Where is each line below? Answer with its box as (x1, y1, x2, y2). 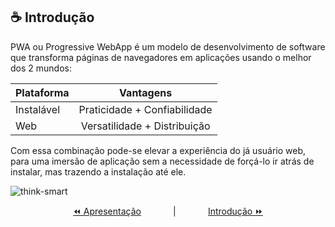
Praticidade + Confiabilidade (78, 102, 213, 116)
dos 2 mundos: (10, 62, 72, 74)
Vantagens (119, 85, 173, 99)
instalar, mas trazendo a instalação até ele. (10, 165, 187, 178)
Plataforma (15, 85, 70, 99)
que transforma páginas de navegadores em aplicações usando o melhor (10, 51, 312, 63)
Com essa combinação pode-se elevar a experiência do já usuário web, (10, 144, 307, 156)
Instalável (15, 102, 60, 116)
